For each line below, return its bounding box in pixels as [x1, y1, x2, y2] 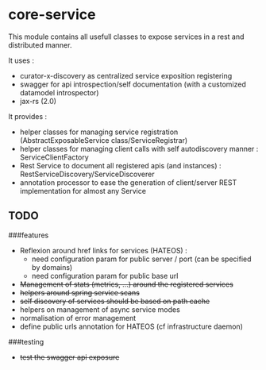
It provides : [8, 111, 48, 121]
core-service [8, 6, 96, 24]
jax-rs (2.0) [19, 96, 57, 106]
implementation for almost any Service [19, 186, 147, 195]
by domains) [31, 262, 73, 272]
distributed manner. [8, 40, 72, 49]
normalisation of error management [19, 313, 137, 322]
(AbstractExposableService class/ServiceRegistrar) [19, 135, 188, 145]
